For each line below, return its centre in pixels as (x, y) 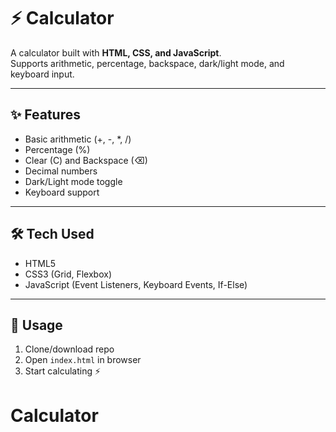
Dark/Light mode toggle (73, 181)
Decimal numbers (61, 171)
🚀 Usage (36, 325)
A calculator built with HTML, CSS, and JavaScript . (116, 52)
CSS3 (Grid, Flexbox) (68, 274)
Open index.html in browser (83, 360)
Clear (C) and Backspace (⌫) (86, 160)
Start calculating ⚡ (63, 371)
